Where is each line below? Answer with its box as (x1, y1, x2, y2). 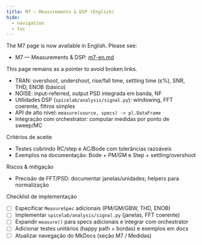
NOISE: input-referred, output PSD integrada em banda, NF (14, 90, 162, 97)
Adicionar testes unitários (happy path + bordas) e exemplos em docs (14, 225, 189, 232)
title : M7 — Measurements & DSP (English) (6, 8, 115, 15)
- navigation (11, 20, 45, 26)
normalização (14, 181, 49, 188)
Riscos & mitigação (6, 163, 54, 170)
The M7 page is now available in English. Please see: (6, 42, 137, 49)
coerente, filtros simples (14, 103, 75, 110)
